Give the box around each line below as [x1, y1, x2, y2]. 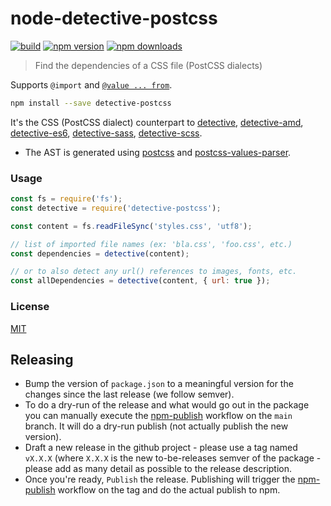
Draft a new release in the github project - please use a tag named [24, 442, 298, 454]
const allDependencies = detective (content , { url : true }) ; [10, 276, 271, 286]
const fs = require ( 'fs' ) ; [10, 194, 123, 204]
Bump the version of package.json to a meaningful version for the [24, 378, 294, 390]
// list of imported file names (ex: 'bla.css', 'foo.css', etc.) [10, 239, 293, 249]
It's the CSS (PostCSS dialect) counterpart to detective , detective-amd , [10, 116, 304, 128]
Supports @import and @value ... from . [10, 78, 173, 91]
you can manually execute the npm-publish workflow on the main [24, 410, 293, 422]
